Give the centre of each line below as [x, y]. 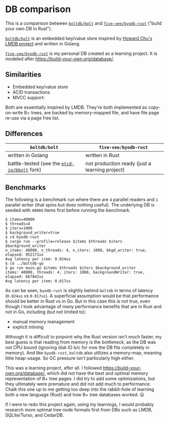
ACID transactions [31, 92]
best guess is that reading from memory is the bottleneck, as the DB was [80, 342]
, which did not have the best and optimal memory [96, 373]
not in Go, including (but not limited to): [46, 312]
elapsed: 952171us [24, 255]
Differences [24, 134]
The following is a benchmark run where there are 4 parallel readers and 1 [82, 199]
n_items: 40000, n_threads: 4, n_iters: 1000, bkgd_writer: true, [76, 250]
